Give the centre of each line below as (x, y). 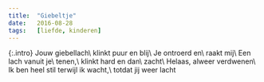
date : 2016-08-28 (41, 23)
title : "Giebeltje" (43, 16)
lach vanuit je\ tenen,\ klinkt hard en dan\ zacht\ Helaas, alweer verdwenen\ (132, 61)
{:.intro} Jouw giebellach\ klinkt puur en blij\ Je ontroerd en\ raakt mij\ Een (130, 53)
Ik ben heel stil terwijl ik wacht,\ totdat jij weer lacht (92, 70)
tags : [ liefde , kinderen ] (55, 30)
